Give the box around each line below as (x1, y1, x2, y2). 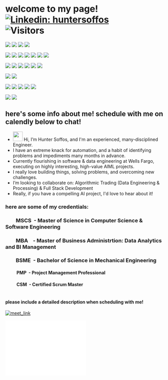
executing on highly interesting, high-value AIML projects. (12, 163, 134, 169)
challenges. (12, 174, 37, 180)
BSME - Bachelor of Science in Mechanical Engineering (15, 257, 157, 264)
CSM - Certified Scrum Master (16, 281, 83, 287)
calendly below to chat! (5, 118, 82, 126)
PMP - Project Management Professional (16, 270, 106, 276)
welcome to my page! (5, 3, 99, 15)
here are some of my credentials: (5, 203, 89, 210)
